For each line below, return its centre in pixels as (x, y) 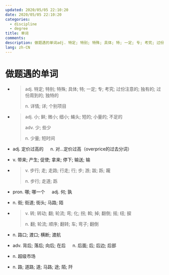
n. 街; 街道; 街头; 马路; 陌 (38, 202)
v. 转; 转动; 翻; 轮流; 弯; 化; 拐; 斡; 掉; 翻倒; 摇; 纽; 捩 (78, 213)
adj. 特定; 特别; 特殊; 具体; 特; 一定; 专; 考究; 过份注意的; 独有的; (90, 89)
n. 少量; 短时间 (40, 138)
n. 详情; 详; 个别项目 (46, 106)
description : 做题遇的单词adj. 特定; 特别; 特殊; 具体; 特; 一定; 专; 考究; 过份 (85, 43)
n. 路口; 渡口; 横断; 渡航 (37, 235)
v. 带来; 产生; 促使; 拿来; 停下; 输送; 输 (51, 159)
